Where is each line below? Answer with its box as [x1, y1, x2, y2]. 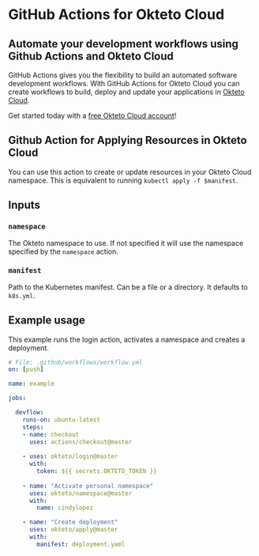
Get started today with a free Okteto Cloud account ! [8, 111, 177, 120]
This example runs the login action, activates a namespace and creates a [8, 335, 246, 344]
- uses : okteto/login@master [22, 452, 118, 460]
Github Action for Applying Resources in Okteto [8, 134, 247, 147]
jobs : [8, 394, 26, 403]
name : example [8, 380, 55, 388]
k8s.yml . [8, 290, 36, 300]
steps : [22, 423, 44, 431]
